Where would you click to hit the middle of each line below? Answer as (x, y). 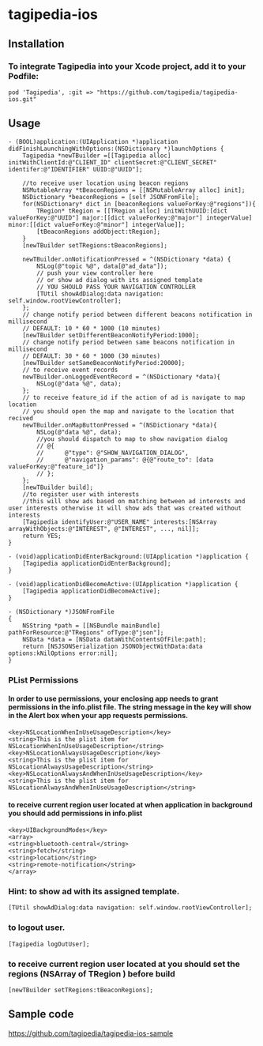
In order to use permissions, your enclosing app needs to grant (113, 699)
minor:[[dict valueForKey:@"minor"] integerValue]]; (97, 224)
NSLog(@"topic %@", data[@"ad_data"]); (102, 266)
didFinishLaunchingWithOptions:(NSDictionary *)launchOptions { (116, 149)
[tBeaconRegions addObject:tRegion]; (98, 231)
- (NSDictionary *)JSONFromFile (61, 611)
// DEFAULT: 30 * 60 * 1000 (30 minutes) (91, 356)
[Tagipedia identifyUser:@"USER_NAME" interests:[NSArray (120, 522)
